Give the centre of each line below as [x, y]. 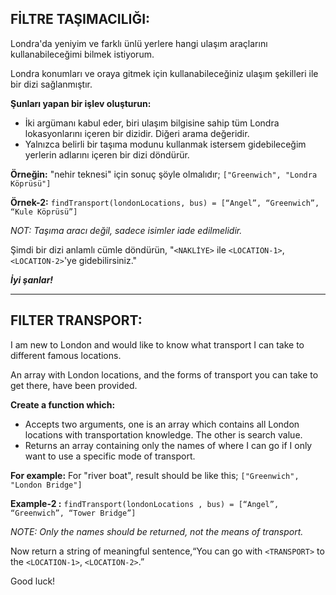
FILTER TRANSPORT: [76, 320]
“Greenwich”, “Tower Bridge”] [73, 513]
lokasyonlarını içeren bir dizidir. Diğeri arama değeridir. [137, 133]
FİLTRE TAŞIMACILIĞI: [80, 19]
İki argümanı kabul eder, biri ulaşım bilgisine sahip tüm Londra [152, 123]
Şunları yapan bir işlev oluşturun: [81, 103]
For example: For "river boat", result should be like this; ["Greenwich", [155, 475]
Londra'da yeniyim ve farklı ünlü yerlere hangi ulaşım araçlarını [139, 43]
